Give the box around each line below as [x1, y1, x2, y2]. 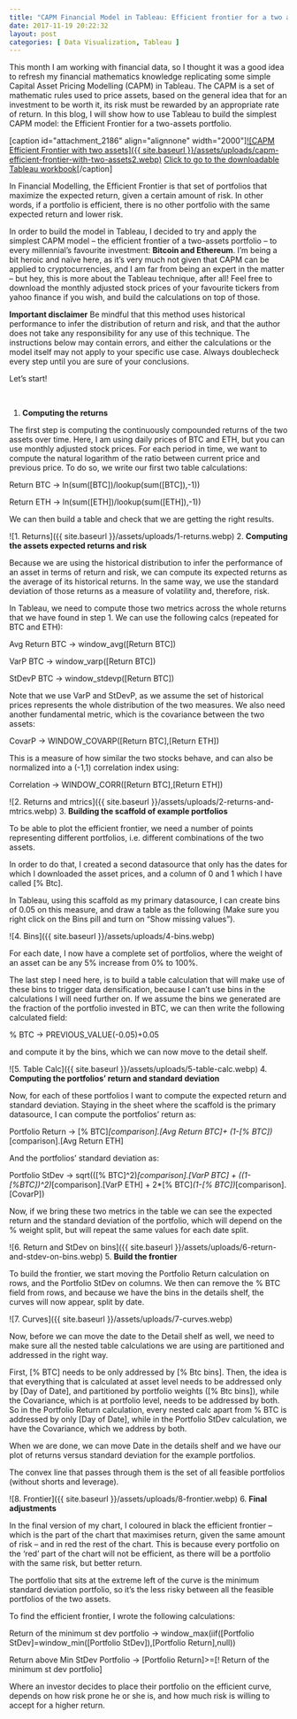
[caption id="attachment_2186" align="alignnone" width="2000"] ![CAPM [9, 135, 276, 146]
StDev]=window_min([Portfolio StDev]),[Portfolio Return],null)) [9, 1638, 236, 1648]
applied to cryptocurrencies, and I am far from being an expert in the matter [9, 264, 285, 274]
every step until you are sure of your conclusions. [9, 356, 190, 367]
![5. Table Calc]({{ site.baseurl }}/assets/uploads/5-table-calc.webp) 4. [9, 1064, 268, 1075]
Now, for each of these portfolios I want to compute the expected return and [9, 1091, 287, 1101]
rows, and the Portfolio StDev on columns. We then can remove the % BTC [9, 1278, 281, 1289]
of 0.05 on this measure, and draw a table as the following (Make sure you [9, 905, 280, 915]
